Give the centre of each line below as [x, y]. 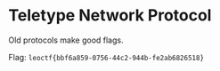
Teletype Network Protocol [110, 16]
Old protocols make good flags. [66, 40]
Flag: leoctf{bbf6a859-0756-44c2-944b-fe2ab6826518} [106, 57]
